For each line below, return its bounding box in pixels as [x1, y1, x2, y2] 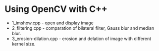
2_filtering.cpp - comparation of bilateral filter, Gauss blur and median [11, 25, 155, 31]
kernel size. [11, 41, 36, 47]
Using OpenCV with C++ [4, 3, 107, 15]
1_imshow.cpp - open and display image [11, 20, 94, 26]
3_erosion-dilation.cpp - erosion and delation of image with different [11, 36, 152, 42]
